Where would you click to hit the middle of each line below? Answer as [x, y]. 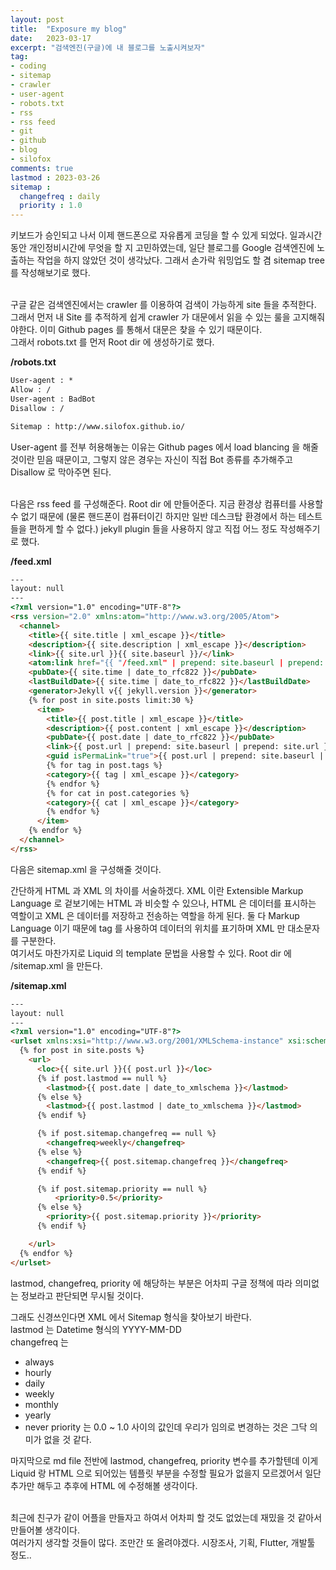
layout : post [37, 19]
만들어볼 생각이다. [45, 1530]
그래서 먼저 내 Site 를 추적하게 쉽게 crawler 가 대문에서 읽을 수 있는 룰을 [150, 317]
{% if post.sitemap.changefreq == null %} [126, 1134]
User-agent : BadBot [53, 399]
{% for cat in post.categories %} [118, 793]
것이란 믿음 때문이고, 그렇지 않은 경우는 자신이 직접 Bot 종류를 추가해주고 [151, 459]
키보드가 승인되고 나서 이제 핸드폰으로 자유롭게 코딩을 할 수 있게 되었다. [149, 235]
